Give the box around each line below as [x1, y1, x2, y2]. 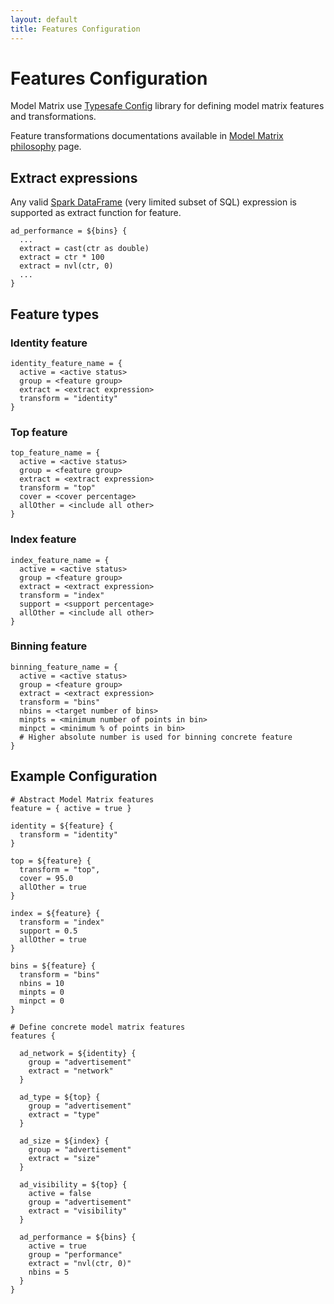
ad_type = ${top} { [19, 1092, 101, 1102]
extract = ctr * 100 [19, 252, 105, 263]
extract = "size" [28, 1153, 101, 1163]
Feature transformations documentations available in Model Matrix [10, 130, 284, 142]
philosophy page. [10, 141, 82, 153]
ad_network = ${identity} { [19, 1048, 137, 1058]
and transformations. [10, 111, 97, 123]
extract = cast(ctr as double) [19, 244, 150, 254]
